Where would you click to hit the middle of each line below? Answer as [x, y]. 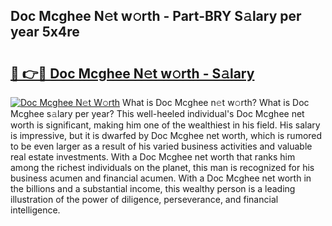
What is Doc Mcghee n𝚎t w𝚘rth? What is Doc [216, 102]
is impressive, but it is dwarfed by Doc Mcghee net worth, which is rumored [166, 135]
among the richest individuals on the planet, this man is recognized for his [162, 167]
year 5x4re [45, 32]
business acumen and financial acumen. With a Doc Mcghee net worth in [161, 178]
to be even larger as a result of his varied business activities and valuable [161, 146]
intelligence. [35, 210]
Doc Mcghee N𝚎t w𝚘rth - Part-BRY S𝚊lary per [156, 16]
